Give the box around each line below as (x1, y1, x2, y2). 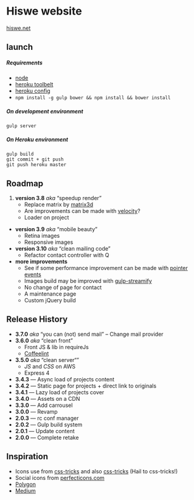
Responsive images (24, 238, 74, 246)
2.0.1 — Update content (15, 427, 75, 434)
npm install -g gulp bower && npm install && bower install (15, 95, 171, 101)
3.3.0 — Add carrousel (15, 401, 73, 409)
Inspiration (6, 451, 49, 462)
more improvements (15, 258, 68, 265)
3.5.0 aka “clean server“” (15, 356, 79, 363)
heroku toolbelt (15, 81, 54, 88)
